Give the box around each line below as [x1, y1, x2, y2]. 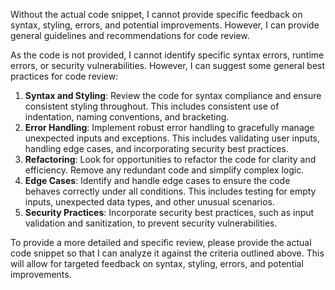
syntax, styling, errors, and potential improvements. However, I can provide [10, 19, 320, 31]
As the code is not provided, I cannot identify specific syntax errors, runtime [10, 49, 325, 61]
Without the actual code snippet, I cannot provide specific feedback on [10, 9, 303, 20]
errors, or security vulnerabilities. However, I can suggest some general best [10, 60, 326, 71]
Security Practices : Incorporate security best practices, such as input [24, 207, 315, 218]
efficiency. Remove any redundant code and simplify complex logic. [24, 164, 305, 176]
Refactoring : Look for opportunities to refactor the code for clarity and [24, 154, 317, 165]
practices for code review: [10, 70, 119, 82]
